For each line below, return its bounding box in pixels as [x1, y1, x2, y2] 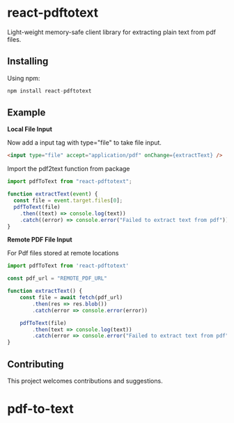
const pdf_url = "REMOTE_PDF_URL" [7, 275, 108, 282]
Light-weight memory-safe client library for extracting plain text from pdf [7, 28, 216, 36]
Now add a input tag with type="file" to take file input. [7, 138, 162, 147]
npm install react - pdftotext [7, 87, 92, 95]
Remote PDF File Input [7, 235, 72, 244]
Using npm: [7, 74, 40, 82]
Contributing [7, 358, 64, 370]
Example [7, 106, 46, 119]
